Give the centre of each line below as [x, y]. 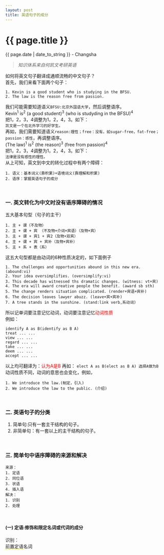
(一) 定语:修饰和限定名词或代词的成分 [44, 528]
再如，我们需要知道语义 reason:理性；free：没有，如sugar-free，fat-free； [83, 132]
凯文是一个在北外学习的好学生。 [34, 126]
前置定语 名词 [19, 546]
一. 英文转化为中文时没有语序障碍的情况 [54, 202]
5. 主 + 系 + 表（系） [27, 247]
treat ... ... [20, 334]
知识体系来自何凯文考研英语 [47, 65]
